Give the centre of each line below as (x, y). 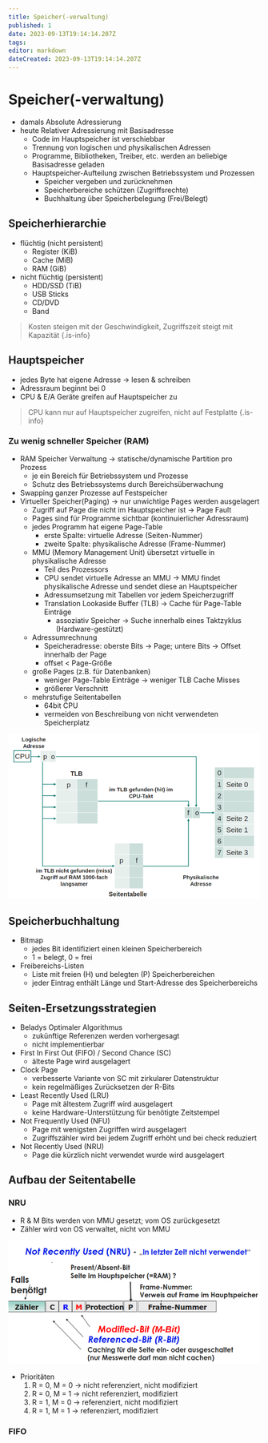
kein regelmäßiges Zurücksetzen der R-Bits (103, 1087)
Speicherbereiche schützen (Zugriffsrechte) (116, 190)
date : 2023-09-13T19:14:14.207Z (62, 34)
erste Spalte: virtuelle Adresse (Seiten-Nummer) (123, 535)
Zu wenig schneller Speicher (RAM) (79, 441)
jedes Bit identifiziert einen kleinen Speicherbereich (117, 949)
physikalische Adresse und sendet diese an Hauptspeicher (140, 586)
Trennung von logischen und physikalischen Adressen (121, 147)
